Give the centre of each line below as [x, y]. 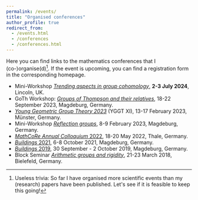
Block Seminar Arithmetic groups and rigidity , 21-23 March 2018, [93, 155]
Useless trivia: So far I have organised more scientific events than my [98, 178]
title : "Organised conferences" [46, 17]
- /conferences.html [37, 45]
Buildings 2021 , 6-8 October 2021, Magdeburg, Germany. [84, 142]
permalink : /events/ [32, 11]
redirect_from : [25, 28]
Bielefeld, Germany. [39, 161]
